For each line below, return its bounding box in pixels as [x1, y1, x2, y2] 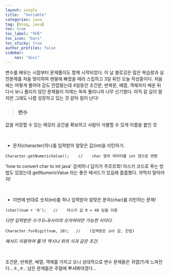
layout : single [5, 7, 38, 13]
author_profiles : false [5, 45, 56, 51]
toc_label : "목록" [5, 31, 42, 36]
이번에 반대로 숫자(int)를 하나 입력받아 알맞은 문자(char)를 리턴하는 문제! [12, 196, 156, 203]
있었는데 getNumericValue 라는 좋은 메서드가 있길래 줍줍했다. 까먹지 [14, 169, 151, 175]
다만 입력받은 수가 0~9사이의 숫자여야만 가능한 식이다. [5, 217, 113, 223]
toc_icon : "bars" [5, 36, 42, 41]
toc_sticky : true [5, 41, 42, 46]
